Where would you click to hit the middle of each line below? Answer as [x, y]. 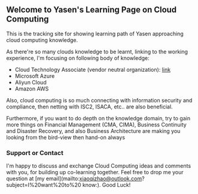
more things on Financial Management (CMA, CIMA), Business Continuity [96, 125]
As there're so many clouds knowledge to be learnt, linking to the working [97, 51]
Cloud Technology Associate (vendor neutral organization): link [93, 69]
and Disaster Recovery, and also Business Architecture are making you [93, 131]
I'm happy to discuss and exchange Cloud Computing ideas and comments [99, 166]
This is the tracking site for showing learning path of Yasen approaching [95, 34]
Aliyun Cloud [31, 82]
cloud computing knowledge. [42, 40]
